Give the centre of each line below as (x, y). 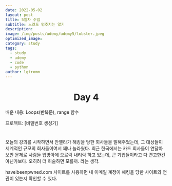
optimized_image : (24, 39)
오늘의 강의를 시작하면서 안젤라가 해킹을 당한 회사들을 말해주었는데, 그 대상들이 (84, 142)
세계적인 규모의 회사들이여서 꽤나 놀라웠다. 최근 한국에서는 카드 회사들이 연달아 (84, 149)
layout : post (19, 15)
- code (17, 63)
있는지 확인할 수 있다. (36, 179)
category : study (23, 44)
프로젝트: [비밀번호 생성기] (32, 123)
